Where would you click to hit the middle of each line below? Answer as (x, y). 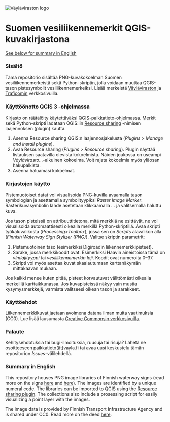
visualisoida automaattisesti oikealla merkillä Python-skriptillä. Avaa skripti (83, 226)
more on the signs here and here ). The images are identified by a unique (81, 383)
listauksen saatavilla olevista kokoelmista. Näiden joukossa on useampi (87, 154)
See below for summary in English (41, 53)
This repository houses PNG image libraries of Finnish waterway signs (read (85, 377)
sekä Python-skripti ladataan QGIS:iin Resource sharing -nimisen (73, 123)
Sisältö (14, 66)
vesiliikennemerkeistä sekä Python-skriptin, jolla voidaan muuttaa (74, 83)
